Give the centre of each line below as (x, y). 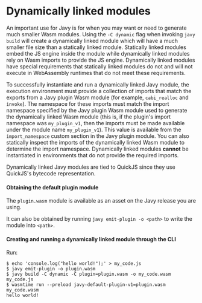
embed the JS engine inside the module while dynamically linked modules (98, 53)
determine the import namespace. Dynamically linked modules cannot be (97, 149)
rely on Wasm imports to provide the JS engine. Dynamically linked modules (101, 60)
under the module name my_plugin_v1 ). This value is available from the (94, 129)
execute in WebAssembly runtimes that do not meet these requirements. (96, 73)
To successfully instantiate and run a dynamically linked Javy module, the (98, 84)
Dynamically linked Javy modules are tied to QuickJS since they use (91, 167)
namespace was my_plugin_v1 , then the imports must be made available (96, 123)
